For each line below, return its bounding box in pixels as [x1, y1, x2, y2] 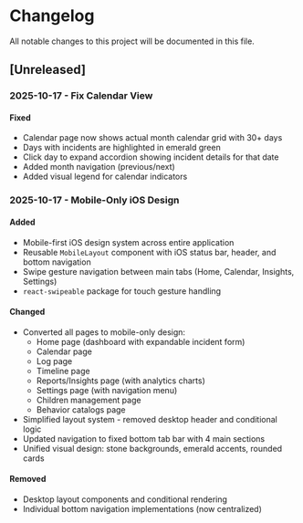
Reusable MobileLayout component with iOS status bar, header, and [22, 246, 277, 257]
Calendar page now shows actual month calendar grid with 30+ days [22, 132, 283, 143]
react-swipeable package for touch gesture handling [22, 285, 222, 297]
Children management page [36, 394, 141, 405]
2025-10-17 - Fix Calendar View [9, 89, 153, 102]
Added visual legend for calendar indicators [22, 171, 188, 183]
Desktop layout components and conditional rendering [22, 494, 228, 505]
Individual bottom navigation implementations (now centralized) [22, 503, 263, 514]
